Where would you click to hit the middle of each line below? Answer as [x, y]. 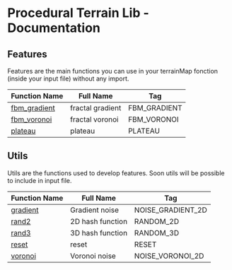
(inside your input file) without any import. [68, 78]
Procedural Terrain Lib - [79, 13]
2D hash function [99, 221]
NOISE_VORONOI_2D [169, 256]
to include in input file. [40, 180]
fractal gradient [96, 108]
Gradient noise [94, 210]
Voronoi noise [93, 256]
